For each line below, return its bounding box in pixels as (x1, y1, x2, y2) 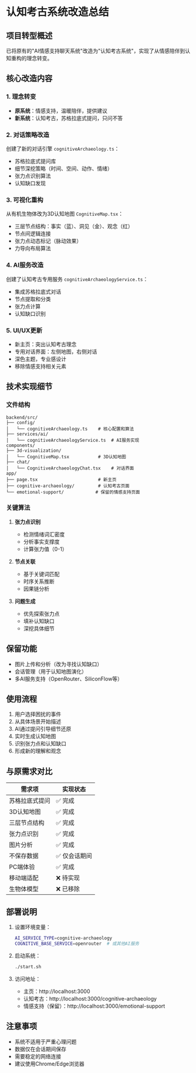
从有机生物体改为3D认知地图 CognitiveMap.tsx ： (6, 210, 124, 218)
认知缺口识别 (14, 310, 46, 317)
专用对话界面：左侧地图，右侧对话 (14, 348, 97, 355)
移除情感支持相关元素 (14, 362, 66, 369)
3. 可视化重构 (6, 195, 43, 204)
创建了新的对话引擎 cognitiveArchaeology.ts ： (6, 145, 120, 152)
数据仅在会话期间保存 (14, 1045, 66, 1052)
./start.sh (14, 964, 42, 969)
